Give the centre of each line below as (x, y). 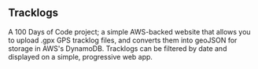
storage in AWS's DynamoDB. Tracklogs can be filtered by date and (118, 48)
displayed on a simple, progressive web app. (81, 56)
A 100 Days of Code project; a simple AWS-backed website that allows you (129, 31)
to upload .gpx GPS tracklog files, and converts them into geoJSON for (123, 40)
